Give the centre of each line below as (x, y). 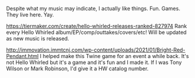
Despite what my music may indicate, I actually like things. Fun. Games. (93, 9)
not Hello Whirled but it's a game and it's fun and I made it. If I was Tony (94, 62)
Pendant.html (23, 56)
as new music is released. (38, 38)
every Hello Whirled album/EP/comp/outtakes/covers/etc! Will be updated (96, 32)
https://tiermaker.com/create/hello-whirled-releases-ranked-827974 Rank (97, 26)
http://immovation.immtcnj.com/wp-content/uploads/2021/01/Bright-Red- (96, 50)
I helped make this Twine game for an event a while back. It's (114, 56)
